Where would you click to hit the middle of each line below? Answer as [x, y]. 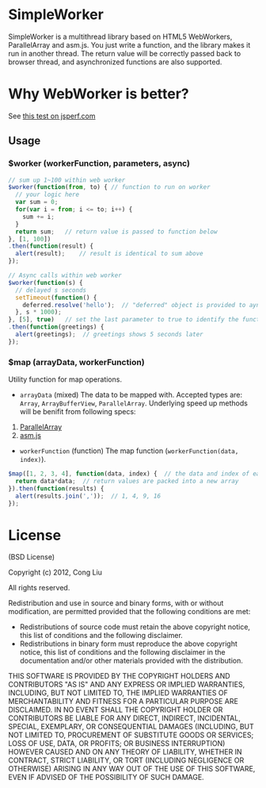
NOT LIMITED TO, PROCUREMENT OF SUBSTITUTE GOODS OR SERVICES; [131, 735]
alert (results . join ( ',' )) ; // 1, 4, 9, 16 [88, 496]
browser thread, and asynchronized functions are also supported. [115, 62]
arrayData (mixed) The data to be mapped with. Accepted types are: [131, 395]
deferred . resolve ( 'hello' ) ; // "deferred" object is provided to [134, 305]
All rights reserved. [39, 588]
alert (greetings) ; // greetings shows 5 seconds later [109, 335]
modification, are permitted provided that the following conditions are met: [129, 612]
